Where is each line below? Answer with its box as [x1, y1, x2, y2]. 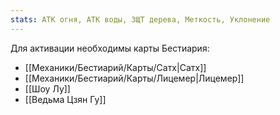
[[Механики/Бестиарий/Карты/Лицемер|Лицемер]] [24, 72, 245, 84]
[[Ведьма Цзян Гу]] [24, 93, 107, 105]
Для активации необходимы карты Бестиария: [10, 42, 210, 54]
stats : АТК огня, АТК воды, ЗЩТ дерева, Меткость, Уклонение [10, 14, 271, 25]
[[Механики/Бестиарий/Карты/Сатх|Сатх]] [24, 61, 207, 73]
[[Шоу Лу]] [24, 82, 71, 95]
